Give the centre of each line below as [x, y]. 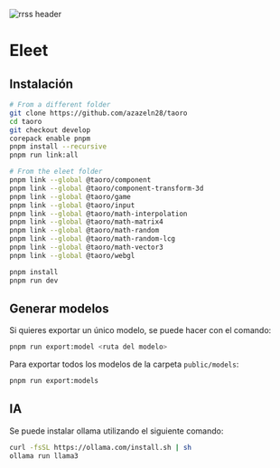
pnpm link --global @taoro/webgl [72, 255]
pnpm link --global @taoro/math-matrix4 [87, 222]
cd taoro [26, 121]
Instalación [42, 84]
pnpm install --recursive [58, 147]
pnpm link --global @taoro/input [72, 205]
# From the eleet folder [56, 172]
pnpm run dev [34, 281]
